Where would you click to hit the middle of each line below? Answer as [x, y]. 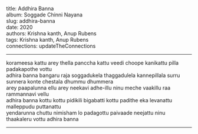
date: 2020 [19, 27]
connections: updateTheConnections [51, 46]
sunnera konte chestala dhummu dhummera [60, 81]
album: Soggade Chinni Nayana [44, 15]
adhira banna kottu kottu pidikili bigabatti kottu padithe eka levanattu [89, 100]
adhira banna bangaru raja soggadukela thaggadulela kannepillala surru [93, 75]
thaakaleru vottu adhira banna [42, 119]
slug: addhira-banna [31, 21]
